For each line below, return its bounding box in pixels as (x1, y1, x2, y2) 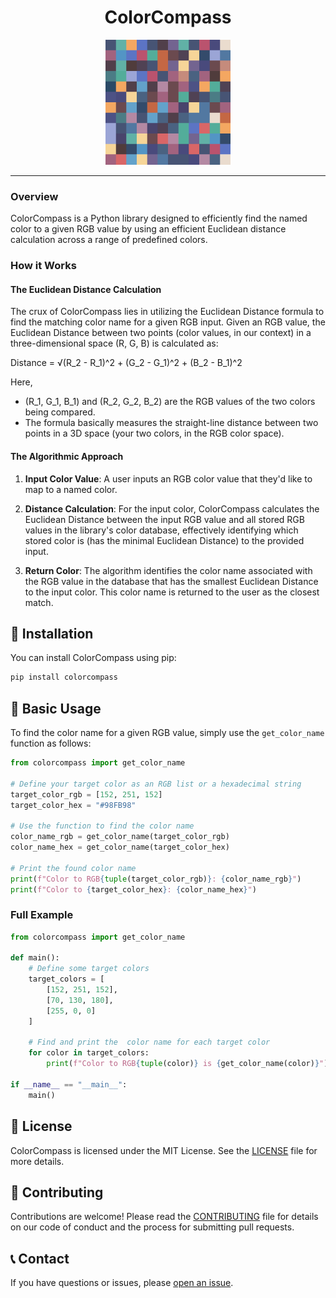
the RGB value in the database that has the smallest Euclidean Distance (24, 575, 319, 587)
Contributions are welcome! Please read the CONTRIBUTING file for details (10, 1211, 319, 1223)
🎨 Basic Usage (10, 700, 102, 717)
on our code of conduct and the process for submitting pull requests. (10, 1221, 295, 1233)
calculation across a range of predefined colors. (10, 234, 208, 246)
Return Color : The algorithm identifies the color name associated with (24, 564, 313, 576)
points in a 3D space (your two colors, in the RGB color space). (24, 427, 285, 440)
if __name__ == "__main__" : (10, 1079, 128, 1090)
